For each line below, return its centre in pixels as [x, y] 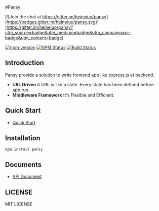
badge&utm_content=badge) [34, 38]
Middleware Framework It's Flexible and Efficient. [63, 95]
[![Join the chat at [23, 17]
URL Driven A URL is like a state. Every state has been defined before [83, 84]
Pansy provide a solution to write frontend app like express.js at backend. [80, 75]
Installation [23, 138]
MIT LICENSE [19, 204]
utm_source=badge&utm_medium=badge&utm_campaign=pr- [68, 32]
